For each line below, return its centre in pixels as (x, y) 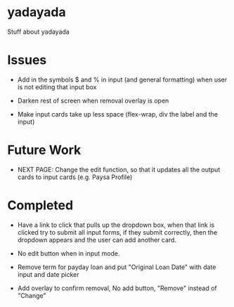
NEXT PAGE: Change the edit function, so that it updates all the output (119, 169)
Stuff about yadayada (39, 32)
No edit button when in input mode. (69, 253)
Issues (27, 60)
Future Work (44, 150)
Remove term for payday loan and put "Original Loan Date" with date (117, 267)
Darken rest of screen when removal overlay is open (93, 100)
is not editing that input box (57, 87)
